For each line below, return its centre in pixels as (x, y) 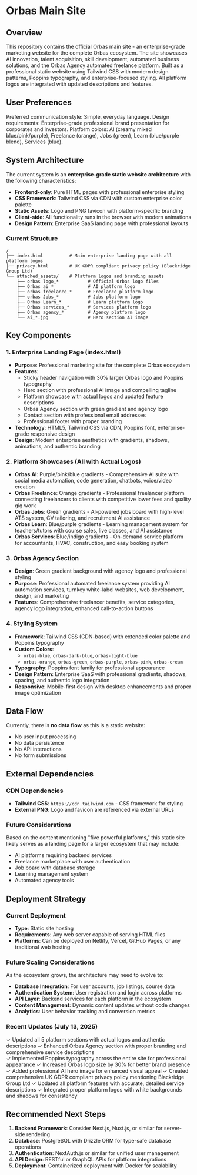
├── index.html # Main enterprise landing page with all (89, 256)
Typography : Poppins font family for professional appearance (90, 668)
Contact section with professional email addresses (84, 415)
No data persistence (39, 743)
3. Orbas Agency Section (43, 558)
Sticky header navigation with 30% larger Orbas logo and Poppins (103, 377)
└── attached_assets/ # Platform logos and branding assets (85, 276)
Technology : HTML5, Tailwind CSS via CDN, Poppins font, (85, 427)
